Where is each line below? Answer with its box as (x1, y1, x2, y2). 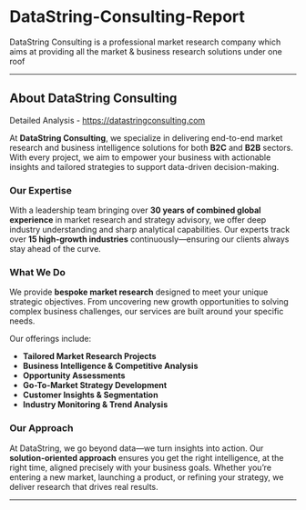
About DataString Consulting (9, 91, 178, 106)
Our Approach (9, 422, 74, 435)
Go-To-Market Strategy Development (22, 380, 168, 391)
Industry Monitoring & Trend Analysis (22, 399, 168, 410)
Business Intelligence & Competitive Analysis (22, 361, 199, 372)
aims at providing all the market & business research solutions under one (9, 45, 282, 56)
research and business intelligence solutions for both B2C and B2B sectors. (9, 142, 293, 153)
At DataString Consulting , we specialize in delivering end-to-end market (9, 132, 283, 143)
